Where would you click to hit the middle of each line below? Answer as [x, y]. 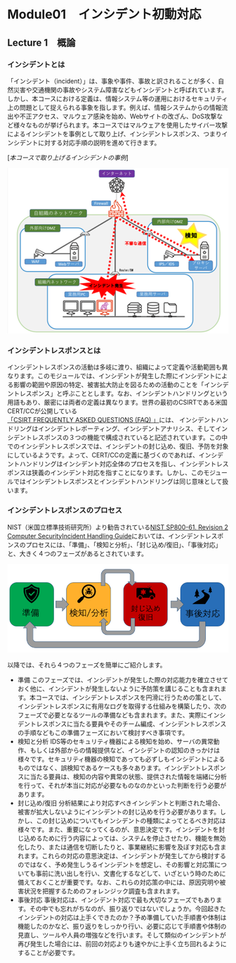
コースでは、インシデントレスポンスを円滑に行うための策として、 [131, 697]
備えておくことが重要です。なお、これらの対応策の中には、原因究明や [118, 882]
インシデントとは [36, 64]
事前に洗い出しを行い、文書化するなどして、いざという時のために [131, 873]
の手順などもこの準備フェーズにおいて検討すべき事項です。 [103, 732]
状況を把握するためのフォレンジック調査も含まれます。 [104, 890]
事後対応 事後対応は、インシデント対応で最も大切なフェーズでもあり [117, 900]
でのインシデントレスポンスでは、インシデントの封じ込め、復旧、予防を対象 [118, 446]
